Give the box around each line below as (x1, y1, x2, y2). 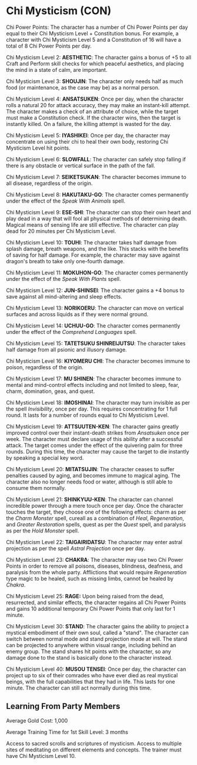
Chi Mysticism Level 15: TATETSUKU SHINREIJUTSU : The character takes (6, 340, 186, 347)
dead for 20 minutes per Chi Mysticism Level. (6, 227, 116, 234)
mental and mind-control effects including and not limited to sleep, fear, (6, 381, 179, 388)
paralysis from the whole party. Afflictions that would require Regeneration (6, 568, 187, 575)
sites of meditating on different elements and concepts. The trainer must (6, 746, 182, 753)
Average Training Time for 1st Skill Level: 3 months (6, 728, 128, 736)
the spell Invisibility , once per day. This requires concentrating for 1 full (6, 405, 178, 412)
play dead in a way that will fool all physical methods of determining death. (6, 215, 187, 222)
